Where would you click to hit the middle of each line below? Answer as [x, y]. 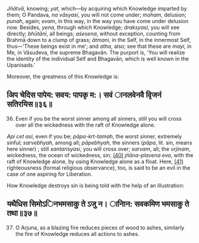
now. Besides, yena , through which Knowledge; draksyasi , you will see [93, 27]
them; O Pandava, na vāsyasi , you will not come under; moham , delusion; [97, 15]
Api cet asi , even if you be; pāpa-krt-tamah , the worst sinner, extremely [94, 136]
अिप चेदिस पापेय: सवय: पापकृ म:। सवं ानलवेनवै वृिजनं [84, 95]
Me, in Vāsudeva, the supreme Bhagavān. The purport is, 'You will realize [96, 52]
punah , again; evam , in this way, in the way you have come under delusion [98, 21]
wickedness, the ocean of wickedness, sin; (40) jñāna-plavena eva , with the [100, 155]
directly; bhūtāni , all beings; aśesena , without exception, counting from [94, 34]
